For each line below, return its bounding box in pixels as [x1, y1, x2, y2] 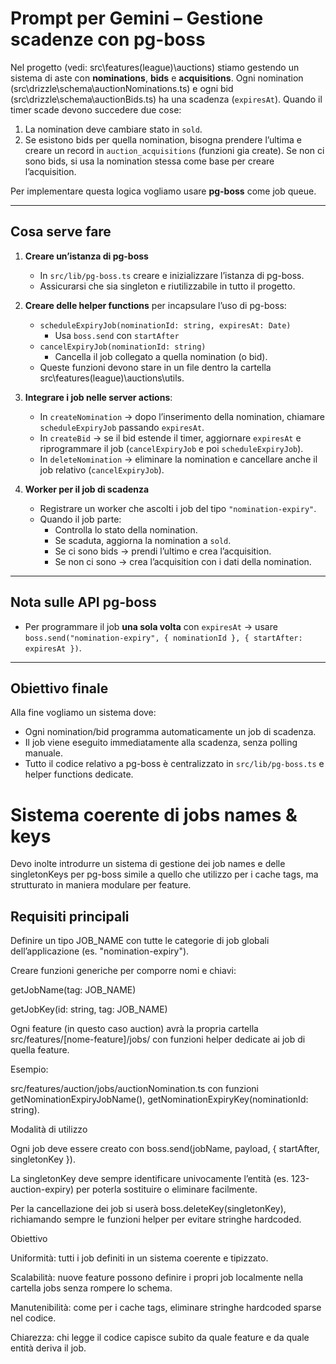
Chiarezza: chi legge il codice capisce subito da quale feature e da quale [10, 1332, 310, 1344]
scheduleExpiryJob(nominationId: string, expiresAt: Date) [39, 320, 292, 331]
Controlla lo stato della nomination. [54, 523, 198, 536]
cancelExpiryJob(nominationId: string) [39, 342, 207, 352]
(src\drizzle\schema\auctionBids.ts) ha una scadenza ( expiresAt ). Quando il [10, 93, 323, 105]
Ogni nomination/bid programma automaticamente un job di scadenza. [24, 726, 317, 738]
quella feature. [10, 1044, 70, 1056]
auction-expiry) [10, 1183, 75, 1196]
